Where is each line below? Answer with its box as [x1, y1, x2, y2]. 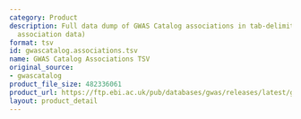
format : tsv [9, 38, 54, 47]
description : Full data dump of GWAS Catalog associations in [9, 21, 246, 30]
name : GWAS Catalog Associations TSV [9, 55, 150, 64]
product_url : [9, 88, 58, 97]
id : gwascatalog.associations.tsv [9, 47, 139, 55]
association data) [17, 30, 87, 38]
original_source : [9, 64, 74, 72]
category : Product [9, 13, 78, 22]
